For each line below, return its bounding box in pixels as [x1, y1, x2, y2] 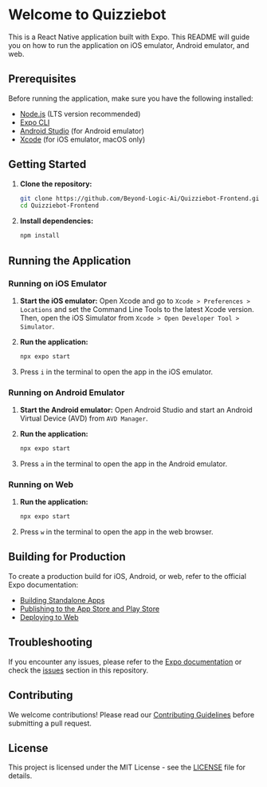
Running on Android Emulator [8, 386, 125, 397]
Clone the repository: [19, 178, 92, 189]
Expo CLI [19, 118, 50, 127]
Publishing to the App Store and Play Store [19, 604, 160, 613]
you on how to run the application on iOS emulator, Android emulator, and [8, 40, 249, 50]
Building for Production [8, 550, 126, 564]
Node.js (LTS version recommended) [19, 109, 141, 118]
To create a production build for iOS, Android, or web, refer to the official [8, 571, 247, 581]
